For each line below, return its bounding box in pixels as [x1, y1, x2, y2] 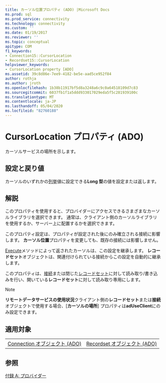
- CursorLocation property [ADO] [5, 67, 74, 72]
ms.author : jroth [5, 81, 41, 85]
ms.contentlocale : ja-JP [5, 99, 56, 104]
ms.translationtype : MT [5, 94, 54, 99]
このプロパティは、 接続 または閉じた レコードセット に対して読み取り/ [5, 270, 145, 277]
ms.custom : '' [5, 26, 35, 31]
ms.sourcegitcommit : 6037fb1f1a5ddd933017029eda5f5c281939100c [5, 90, 138, 95]
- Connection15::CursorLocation [5, 53, 72, 58]
